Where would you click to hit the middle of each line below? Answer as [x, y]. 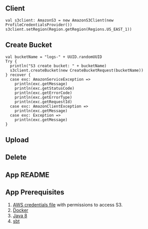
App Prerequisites [35, 192]
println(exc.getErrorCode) [43, 93]
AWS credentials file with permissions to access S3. [68, 204]
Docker [21, 210]
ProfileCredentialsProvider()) [39, 25]
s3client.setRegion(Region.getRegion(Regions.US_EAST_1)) [69, 29]
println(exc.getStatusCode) [44, 88]
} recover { [18, 75]
